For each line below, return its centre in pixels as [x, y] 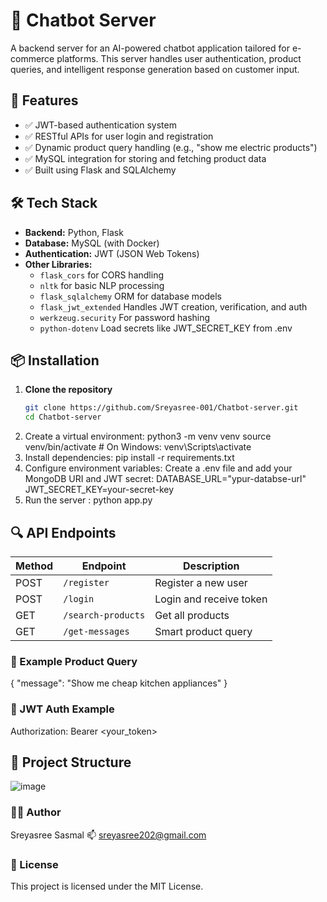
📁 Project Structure [71, 762]
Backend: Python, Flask [74, 232]
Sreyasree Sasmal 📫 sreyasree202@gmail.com [108, 835]
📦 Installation [55, 360]
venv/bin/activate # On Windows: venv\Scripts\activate [138, 447]
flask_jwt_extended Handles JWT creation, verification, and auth [173, 306]
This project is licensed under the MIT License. [107, 886]
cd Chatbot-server [63, 417]
